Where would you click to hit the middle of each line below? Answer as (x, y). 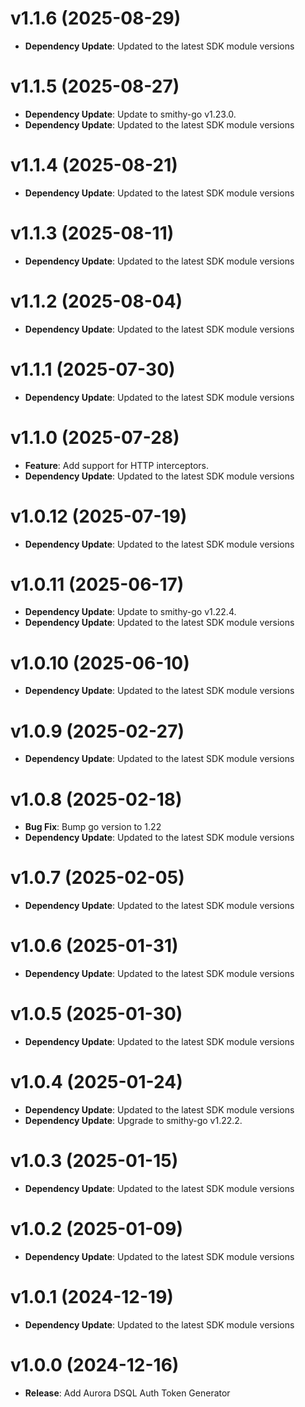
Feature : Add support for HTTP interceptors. (116, 465)
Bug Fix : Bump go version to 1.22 (93, 827)
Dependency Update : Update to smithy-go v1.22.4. (130, 612)
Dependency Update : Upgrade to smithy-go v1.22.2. (133, 1120)
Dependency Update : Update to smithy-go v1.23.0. (130, 114)
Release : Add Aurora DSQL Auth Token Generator (127, 1393)
